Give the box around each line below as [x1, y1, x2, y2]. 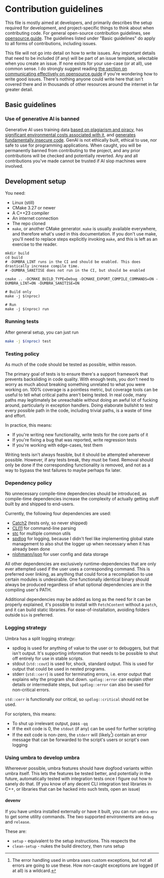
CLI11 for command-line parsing [12, 525, 77, 531]
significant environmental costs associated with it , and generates [5, 131, 136, 138]
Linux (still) [12, 200, 35, 206]
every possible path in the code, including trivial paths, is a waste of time [5, 407, 152, 413]
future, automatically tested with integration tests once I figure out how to [5, 776, 153, 782]
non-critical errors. [12, 687, 50, 693]
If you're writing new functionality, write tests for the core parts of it [12, 432, 148, 438]
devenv [5, 798, 21, 803]
